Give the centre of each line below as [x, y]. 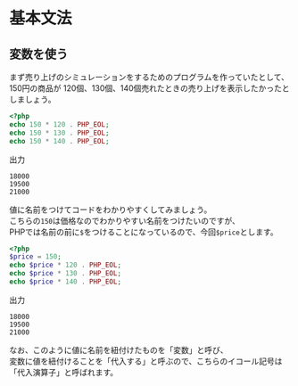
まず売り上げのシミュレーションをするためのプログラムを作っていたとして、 [149, 77]
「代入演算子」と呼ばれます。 [64, 372]
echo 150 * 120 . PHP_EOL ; [59, 124]
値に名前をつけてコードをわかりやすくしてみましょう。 [111, 209]
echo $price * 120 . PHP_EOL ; [66, 265]
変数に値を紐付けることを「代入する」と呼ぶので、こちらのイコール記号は [146, 361]
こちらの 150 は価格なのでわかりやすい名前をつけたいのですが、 [125, 220]
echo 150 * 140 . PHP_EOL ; [59, 141]
